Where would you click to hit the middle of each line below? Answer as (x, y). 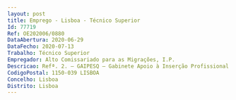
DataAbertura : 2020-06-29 (45, 40)
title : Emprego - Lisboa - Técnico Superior (74, 20)
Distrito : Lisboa (33, 86)
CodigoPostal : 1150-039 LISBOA (53, 73)
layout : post (26, 14)
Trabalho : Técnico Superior (49, 54)
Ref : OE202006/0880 (36, 33)
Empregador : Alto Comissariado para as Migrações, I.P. (91, 60)
